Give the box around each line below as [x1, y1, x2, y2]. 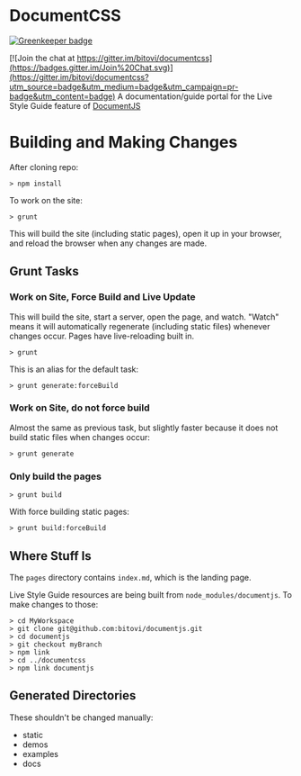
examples [22, 748, 58, 759]
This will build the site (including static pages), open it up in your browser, [9, 228, 283, 239]
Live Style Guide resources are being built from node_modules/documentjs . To [9, 589, 292, 600]
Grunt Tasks [9, 264, 79, 279]
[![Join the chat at [9, 52, 75, 63]
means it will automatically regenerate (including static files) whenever [9, 320, 270, 331]
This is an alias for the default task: [9, 364, 139, 374]
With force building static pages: [9, 506, 130, 518]
